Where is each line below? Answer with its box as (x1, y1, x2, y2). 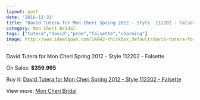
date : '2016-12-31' (6, 14, 55, 20)
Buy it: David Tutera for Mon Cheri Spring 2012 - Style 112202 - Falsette (6, 76, 182, 83)
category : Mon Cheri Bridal (6, 25, 76, 32)
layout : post (6, 8, 39, 15)
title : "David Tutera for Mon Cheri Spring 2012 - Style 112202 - (6, 20, 177, 26)
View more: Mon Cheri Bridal (6, 87, 77, 94)
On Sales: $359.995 (6, 64, 57, 71)
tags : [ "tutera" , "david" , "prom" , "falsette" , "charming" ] (6, 31, 148, 37)
